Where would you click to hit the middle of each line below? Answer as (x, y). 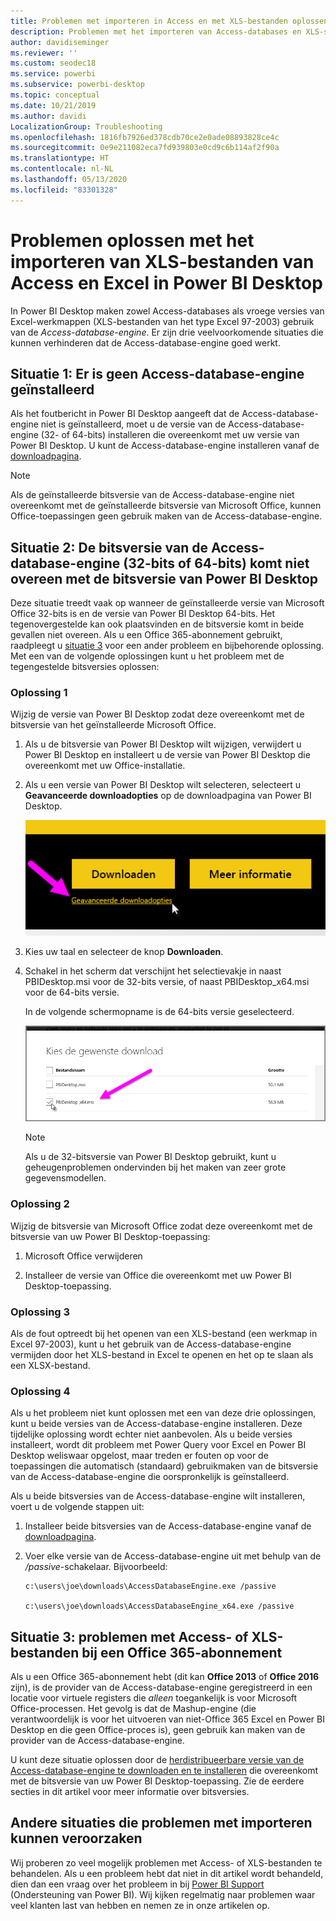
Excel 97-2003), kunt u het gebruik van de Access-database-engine (151, 1344)
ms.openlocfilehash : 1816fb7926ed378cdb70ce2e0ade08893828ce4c (145, 137)
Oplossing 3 (40, 1312)
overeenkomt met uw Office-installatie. (105, 766)
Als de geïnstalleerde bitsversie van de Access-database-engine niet (152, 495)
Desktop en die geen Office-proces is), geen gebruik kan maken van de (158, 1730)
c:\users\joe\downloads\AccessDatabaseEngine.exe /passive (150, 1586)
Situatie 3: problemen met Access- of (129, 1636)
